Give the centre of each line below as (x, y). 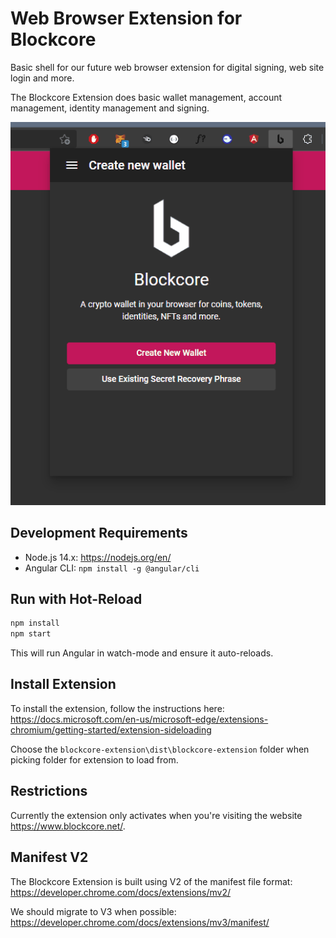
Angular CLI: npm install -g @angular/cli (112, 568)
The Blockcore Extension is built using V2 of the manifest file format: (151, 881)
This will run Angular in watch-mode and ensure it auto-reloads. (142, 653)
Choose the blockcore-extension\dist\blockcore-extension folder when (160, 749)
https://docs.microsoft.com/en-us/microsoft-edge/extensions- (139, 719)
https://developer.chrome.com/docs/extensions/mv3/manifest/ (140, 922)
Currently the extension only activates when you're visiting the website (156, 815)
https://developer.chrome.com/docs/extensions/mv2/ (120, 892)
